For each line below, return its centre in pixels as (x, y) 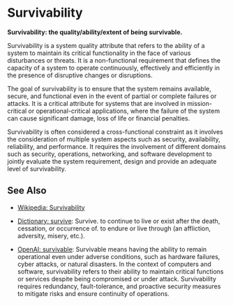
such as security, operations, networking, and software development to (110, 154)
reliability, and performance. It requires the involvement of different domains (117, 146)
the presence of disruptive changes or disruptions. (80, 75)
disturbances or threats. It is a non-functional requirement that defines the (114, 60)
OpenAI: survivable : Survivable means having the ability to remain (112, 249)
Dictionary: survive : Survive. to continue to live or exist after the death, (119, 221)
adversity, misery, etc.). (51, 235)
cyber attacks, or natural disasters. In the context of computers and (114, 264)
